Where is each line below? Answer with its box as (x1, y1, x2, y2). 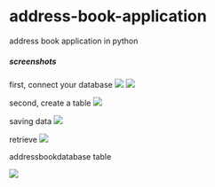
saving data (9, 115, 52, 126)
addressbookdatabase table (9, 151, 112, 161)
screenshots (9, 56, 57, 66)
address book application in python (9, 35, 139, 46)
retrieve (9, 134, 38, 144)
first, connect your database (9, 79, 113, 90)
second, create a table (9, 97, 92, 108)
